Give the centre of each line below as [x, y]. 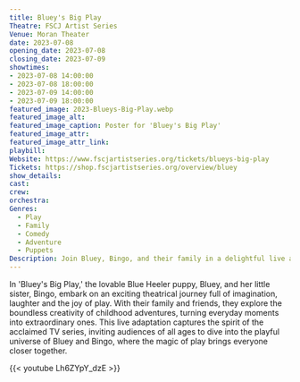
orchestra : [29, 201]
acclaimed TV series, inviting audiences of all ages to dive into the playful [144, 331]
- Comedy [33, 233]
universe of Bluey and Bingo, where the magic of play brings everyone [138, 341]
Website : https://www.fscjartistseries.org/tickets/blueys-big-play [139, 159]
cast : [19, 184]
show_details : [36, 175]
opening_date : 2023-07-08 [57, 51]
